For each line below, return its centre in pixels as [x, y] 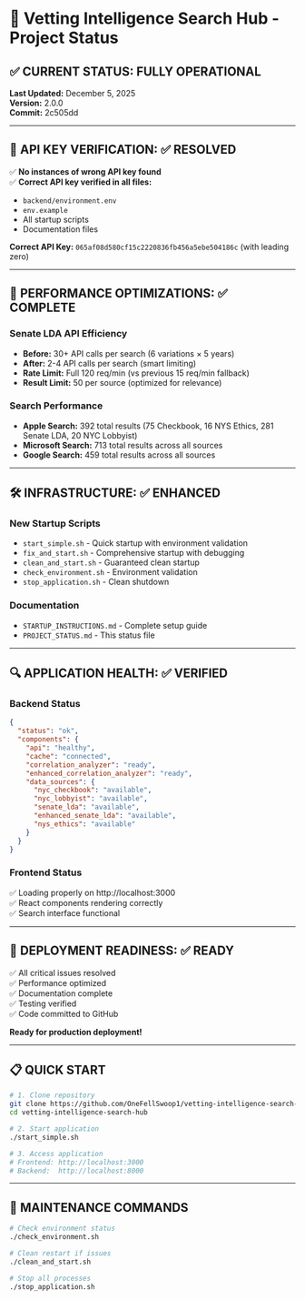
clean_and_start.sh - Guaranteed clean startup [111, 562]
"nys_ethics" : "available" [84, 824]
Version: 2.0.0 [36, 103]
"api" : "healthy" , [60, 748]
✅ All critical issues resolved [63, 972]
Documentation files [60, 229]
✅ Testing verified [43, 1003]
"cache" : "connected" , [69, 756]
